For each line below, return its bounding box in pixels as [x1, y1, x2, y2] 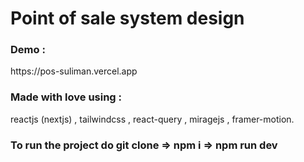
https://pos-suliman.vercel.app [10, 65, 138, 77]
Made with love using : [10, 90, 123, 104]
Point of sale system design [10, 7, 245, 30]
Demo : [10, 43, 46, 57]
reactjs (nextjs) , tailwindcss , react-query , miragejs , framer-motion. [10, 113, 295, 125]
